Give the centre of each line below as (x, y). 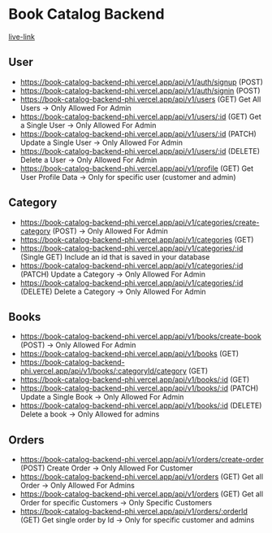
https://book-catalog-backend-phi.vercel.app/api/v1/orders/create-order (142, 460)
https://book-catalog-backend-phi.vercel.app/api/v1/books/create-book (140, 336)
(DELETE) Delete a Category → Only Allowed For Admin (113, 291)
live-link (22, 37)
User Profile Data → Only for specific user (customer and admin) (128, 177)
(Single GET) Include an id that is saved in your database (115, 256)
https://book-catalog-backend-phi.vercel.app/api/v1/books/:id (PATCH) (139, 388)
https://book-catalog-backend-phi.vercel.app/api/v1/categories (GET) (137, 239)
